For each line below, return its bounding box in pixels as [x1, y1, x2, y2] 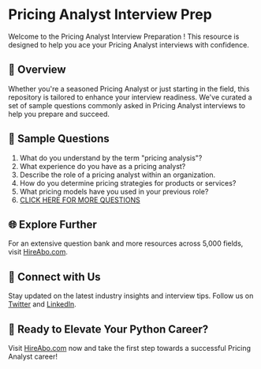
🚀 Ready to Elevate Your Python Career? [8, 322, 209, 336]
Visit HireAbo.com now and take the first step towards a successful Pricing [8, 344, 251, 352]
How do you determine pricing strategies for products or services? [19, 178, 237, 187]
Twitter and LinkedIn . [8, 299, 76, 309]
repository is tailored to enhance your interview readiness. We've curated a [8, 92, 252, 102]
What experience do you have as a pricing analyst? [19, 161, 186, 171]
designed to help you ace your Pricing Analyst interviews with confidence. [8, 40, 250, 49]
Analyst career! [8, 352, 58, 361]
